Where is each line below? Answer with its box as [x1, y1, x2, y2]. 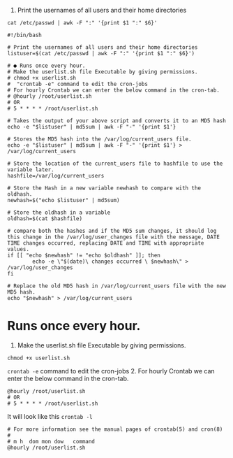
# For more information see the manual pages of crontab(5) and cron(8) [7, 426, 223, 433]
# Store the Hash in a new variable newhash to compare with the [7, 185, 201, 192]
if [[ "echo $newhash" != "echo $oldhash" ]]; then [7, 252, 160, 259]
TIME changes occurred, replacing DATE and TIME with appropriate [7, 240, 204, 247]
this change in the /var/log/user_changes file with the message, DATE [7, 234, 220, 241]
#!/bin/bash [7, 31, 42, 38]
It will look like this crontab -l [7, 412, 93, 420]
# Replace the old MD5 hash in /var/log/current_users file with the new [7, 282, 227, 289]
